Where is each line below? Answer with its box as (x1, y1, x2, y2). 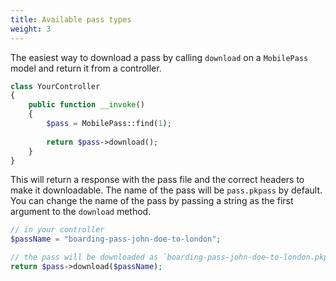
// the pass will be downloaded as (10, 252, 159, 263)
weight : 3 (10, 24, 52, 34)
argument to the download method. (10, 206, 152, 218)
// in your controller (10, 225, 105, 235)
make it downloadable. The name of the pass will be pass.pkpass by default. (10, 184, 323, 196)
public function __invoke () (28, 100, 145, 110)
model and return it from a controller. (10, 62, 162, 74)
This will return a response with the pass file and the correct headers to (10, 174, 305, 186)
